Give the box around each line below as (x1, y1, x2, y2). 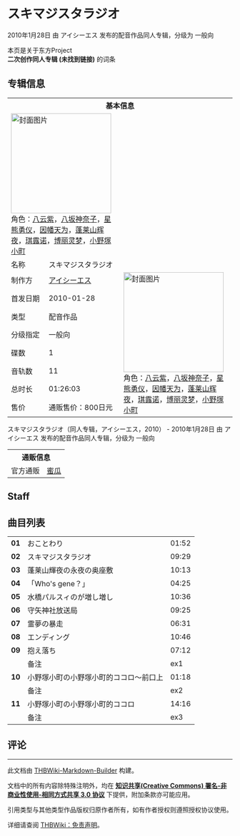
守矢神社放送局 (27, 605, 78, 615)
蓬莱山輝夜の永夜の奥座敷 (27, 565, 114, 575)
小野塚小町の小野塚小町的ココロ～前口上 (27, 672, 164, 682)
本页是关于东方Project (7, 46, 73, 54)
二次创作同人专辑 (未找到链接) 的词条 (7, 54, 116, 64)
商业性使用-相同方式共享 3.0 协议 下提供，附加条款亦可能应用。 (7, 790, 194, 799)
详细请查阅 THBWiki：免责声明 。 (7, 820, 104, 829)
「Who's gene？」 (27, 578, 89, 588)
